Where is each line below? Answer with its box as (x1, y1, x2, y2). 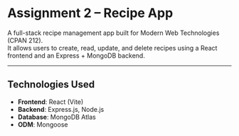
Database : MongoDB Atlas (17, 113, 96, 121)
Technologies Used (7, 78, 95, 90)
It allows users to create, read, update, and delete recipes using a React (7, 43, 218, 52)
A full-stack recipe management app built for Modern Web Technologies (7, 28, 220, 37)
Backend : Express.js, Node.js (17, 105, 105, 113)
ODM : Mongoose (17, 120, 68, 129)
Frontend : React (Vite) (17, 98, 84, 106)
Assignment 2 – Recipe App (7, 5, 174, 21)
